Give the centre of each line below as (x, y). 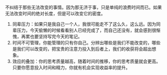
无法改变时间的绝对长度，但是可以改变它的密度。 (55, 13)
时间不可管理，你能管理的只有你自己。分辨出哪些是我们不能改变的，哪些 (86, 43)
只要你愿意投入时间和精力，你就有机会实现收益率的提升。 (71, 68)
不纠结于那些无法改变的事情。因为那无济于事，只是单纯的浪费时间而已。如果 (83, 7)
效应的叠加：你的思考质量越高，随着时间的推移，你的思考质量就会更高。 (86, 61)
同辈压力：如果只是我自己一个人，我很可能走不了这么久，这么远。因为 (84, 24)
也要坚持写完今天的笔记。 (56, 37)
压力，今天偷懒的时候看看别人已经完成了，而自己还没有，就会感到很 (86, 30)
